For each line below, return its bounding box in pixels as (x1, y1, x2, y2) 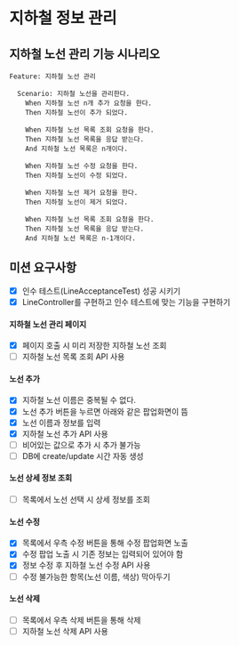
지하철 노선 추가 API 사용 (21, 428, 108, 439)
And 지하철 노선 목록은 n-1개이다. (25, 234, 136, 243)
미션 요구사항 (9, 260, 77, 276)
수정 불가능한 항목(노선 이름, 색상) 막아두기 (21, 571, 171, 582)
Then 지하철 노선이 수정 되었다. (25, 171, 129, 180)
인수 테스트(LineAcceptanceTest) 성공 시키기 (21, 286, 181, 296)
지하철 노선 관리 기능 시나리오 (9, 46, 161, 61)
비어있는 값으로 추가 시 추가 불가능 (21, 439, 141, 450)
